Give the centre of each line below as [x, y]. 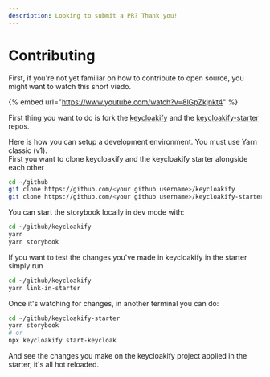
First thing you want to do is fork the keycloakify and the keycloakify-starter [134, 117]
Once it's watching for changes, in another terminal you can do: [114, 303]
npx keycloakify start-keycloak [62, 341]
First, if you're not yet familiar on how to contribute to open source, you [127, 78]
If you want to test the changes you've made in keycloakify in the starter [128, 257]
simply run [26, 265]
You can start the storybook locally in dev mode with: [96, 212]
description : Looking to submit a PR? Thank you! [93, 16]
